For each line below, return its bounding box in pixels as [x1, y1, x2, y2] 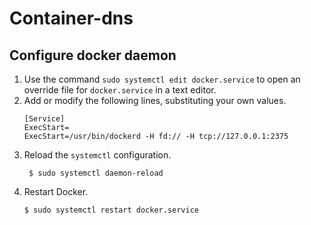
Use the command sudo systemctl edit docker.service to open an [23, 73, 301, 85]
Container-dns [9, 7, 134, 30]
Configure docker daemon [9, 47, 177, 64]
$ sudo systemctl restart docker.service [23, 205, 199, 215]
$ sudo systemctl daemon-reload [28, 168, 164, 178]
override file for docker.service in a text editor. [23, 84, 217, 96]
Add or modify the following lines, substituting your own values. [23, 95, 287, 106]
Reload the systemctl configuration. [23, 149, 172, 161]
